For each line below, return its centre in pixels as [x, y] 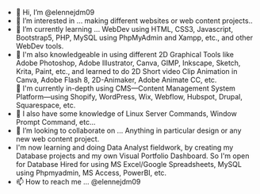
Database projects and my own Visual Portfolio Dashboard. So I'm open [132, 156]
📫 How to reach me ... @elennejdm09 [78, 182]
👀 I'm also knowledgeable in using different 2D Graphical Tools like [124, 54]
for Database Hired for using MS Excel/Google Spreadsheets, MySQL [128, 164]
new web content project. [57, 139]
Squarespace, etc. [46, 105]
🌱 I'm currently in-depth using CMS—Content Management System [126, 88]
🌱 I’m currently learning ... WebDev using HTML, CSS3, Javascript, [124, 29]
